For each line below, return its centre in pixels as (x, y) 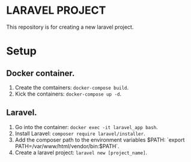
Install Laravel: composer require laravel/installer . (80, 133)
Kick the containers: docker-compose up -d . (68, 94)
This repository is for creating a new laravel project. (70, 27)
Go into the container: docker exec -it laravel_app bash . (86, 127)
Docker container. (41, 73)
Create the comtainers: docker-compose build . (72, 87)
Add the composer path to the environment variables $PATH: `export (100, 140)
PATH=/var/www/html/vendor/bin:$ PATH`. (67, 146)
